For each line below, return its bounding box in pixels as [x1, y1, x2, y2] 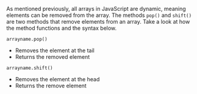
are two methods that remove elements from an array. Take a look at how [6, 18, 190, 25]
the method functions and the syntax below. [6, 24, 117, 32]
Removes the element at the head [15, 76, 100, 82]
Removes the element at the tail [15, 47, 95, 54]
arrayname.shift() [6, 65, 53, 71]
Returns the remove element [15, 82, 87, 89]
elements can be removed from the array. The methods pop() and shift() [6, 12, 192, 19]
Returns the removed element [15, 53, 90, 60]
